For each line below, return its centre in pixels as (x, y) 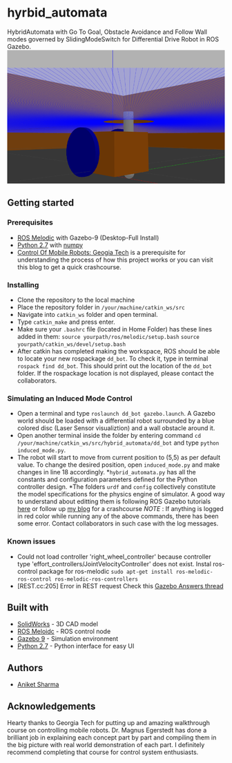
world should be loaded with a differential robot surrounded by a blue (116, 421)
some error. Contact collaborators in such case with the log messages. (118, 523)
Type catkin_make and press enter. (66, 322)
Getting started (41, 203)
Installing (23, 284)
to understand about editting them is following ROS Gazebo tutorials (114, 501)
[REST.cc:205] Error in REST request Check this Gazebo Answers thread (120, 586)
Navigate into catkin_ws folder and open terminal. (87, 315)
